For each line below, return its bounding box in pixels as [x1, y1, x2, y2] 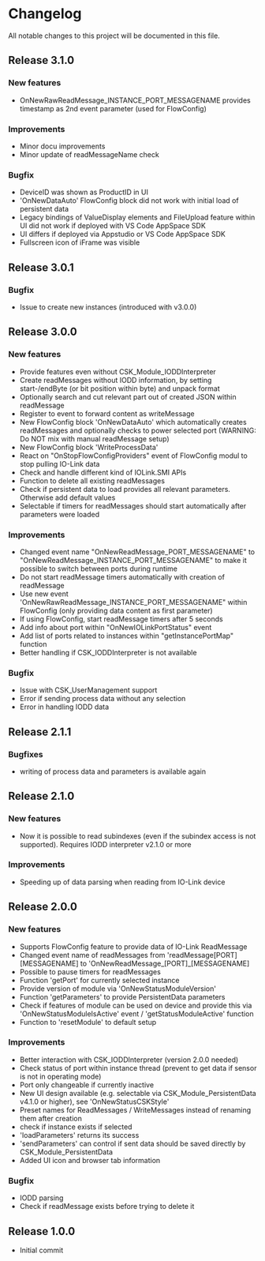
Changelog [8, 5, 82, 23]
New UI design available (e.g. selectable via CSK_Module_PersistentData [19, 1088, 256, 1098]
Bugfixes [8, 749, 43, 760]
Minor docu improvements [19, 141, 106, 151]
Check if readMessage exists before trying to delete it [19, 1202, 195, 1211]
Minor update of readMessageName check [19, 149, 159, 159]
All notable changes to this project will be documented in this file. [8, 31, 221, 40]
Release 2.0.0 [8, 900, 77, 914]
